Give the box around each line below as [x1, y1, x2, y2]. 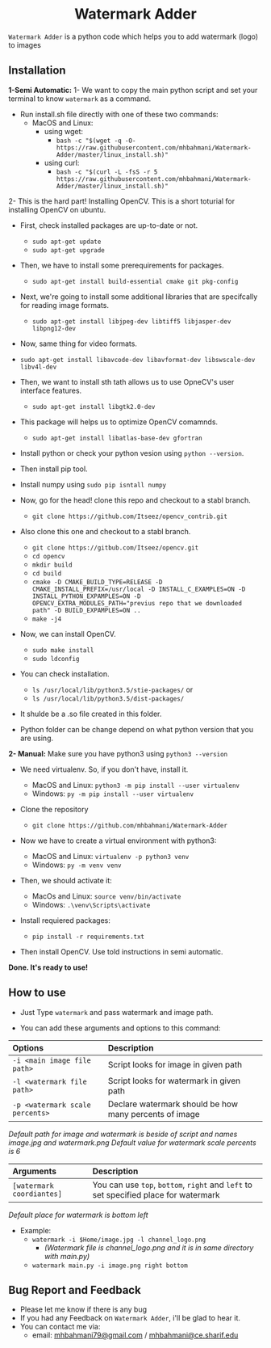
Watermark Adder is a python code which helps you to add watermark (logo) [8, 32, 259, 41]
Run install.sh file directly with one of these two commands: [19, 109, 219, 119]
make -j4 [31, 615, 62, 623]
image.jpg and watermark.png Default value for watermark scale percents [8, 1137, 256, 1148]
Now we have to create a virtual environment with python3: [19, 836, 217, 845]
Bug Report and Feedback [8, 1283, 141, 1297]
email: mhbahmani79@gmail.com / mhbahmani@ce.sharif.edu [31, 1330, 239, 1340]
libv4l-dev [19, 363, 57, 371]
